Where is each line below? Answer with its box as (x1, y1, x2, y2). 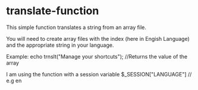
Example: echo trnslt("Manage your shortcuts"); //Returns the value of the (6, 53, 188, 60)
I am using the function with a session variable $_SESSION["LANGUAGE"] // (6, 70, 192, 78)
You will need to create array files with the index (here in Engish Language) (6, 35, 190, 42)
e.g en (6, 77, 22, 84)
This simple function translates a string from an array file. (6, 24, 147, 31)
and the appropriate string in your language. (6, 41, 114, 49)
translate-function (6, 4, 99, 18)
